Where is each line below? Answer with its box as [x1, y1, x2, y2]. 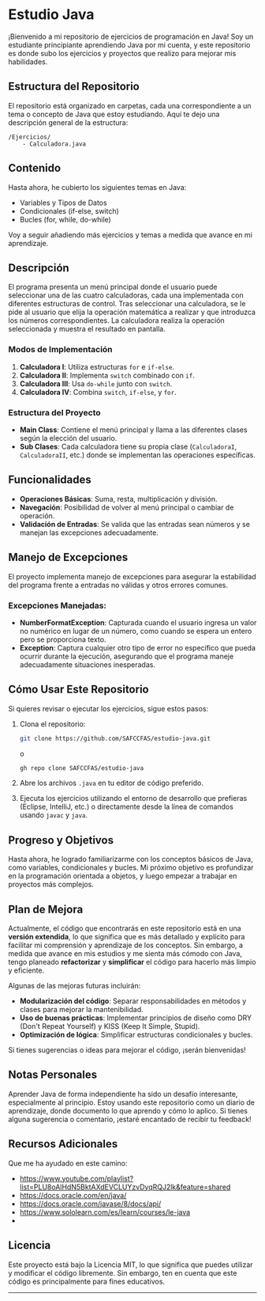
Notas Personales [8, 1068, 97, 1082]
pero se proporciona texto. [19, 635, 106, 644]
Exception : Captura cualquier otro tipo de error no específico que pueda [19, 643, 256, 652]
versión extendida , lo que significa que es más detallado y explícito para [8, 932, 245, 942]
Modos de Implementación [8, 344, 113, 355]
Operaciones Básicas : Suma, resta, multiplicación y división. [19, 494, 218, 503]
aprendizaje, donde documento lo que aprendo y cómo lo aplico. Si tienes [8, 1106, 248, 1115]
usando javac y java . [19, 810, 88, 820]
